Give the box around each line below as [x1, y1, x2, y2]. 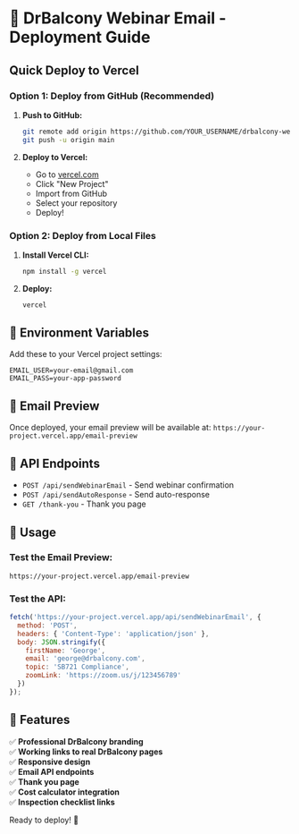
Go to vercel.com [35, 169, 100, 180]
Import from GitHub [35, 188, 108, 199]
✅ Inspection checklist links [9, 796, 116, 807]
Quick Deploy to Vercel [9, 63, 140, 78]
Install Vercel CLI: [21, 250, 89, 260]
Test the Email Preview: [9, 551, 113, 564]
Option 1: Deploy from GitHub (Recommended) [9, 89, 215, 102]
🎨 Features [9, 712, 71, 728]
